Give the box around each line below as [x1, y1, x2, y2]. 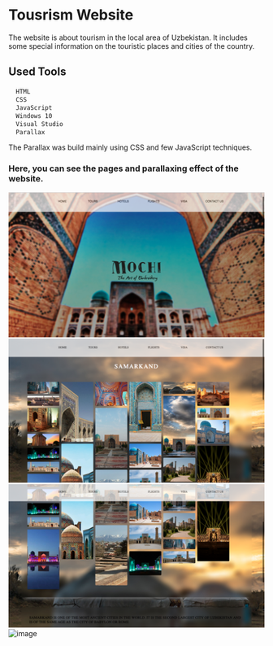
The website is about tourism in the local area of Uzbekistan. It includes [8, 33, 248, 42]
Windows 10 [15, 111, 53, 120]
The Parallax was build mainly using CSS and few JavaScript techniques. [8, 142, 253, 152]
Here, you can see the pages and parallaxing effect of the [8, 163, 240, 174]
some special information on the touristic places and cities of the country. [8, 41, 255, 50]
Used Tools [8, 65, 67, 79]
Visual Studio [15, 120, 63, 128]
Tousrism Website [8, 6, 134, 24]
